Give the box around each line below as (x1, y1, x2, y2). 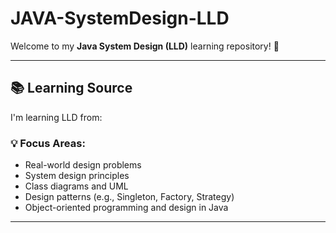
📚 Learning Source (10, 80, 133, 97)
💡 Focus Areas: (10, 136, 86, 150)
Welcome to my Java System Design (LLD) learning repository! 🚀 (10, 40, 280, 52)
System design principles (24, 170, 130, 182)
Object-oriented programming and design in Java (24, 202, 229, 214)
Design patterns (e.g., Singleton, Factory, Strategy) (24, 191, 235, 203)
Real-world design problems (24, 159, 142, 171)
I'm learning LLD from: (10, 111, 103, 123)
